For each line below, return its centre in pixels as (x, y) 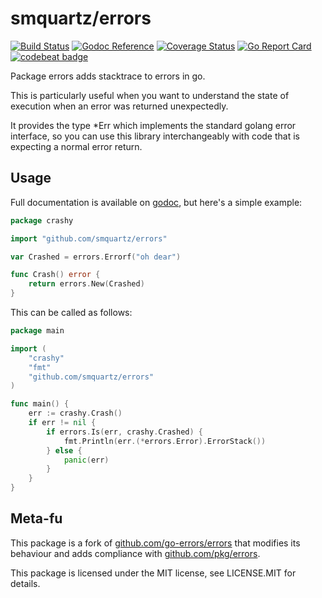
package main (37, 331)
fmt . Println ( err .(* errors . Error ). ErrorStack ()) (165, 441)
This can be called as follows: (71, 312)
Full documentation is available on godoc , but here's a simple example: (156, 202)
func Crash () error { (55, 275)
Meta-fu (36, 518)
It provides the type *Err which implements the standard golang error (153, 125)
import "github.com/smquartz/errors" (89, 238)
